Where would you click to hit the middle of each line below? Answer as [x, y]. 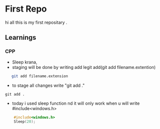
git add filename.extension [40, 76]
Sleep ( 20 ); [25, 122]
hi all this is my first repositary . [36, 22]
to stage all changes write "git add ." [48, 85]
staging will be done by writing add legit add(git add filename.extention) [84, 67]
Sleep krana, [24, 62]
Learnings [21, 38]
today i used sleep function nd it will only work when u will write [76, 103]
